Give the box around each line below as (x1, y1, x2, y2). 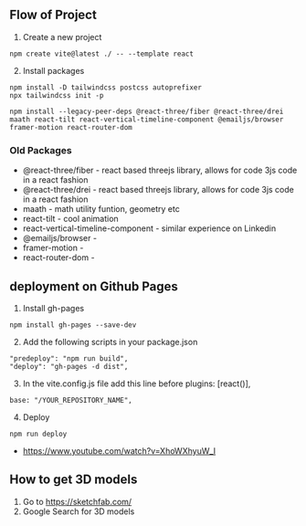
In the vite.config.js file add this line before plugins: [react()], (22, 378, 251, 389)
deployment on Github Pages (9, 279, 178, 294)
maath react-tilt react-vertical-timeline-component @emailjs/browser (9, 114, 284, 124)
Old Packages (9, 143, 72, 156)
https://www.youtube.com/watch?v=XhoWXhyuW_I (22, 445, 216, 456)
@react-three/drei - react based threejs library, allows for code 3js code (22, 184, 294, 195)
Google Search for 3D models (22, 506, 135, 517)
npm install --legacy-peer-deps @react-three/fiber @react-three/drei (9, 107, 284, 116)
